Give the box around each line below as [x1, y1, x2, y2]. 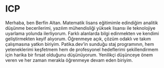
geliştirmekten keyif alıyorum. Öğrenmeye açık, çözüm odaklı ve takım [5, 36, 151, 42]
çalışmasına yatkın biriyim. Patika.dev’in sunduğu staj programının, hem [5, 41, 154, 47]
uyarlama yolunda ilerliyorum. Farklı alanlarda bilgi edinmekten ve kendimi [5, 30, 159, 36]
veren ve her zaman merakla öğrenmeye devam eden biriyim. [5, 57, 133, 63]
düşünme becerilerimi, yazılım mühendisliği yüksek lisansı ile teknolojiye [5, 25, 156, 31]
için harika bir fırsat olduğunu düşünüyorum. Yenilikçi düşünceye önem [5, 51, 153, 58]
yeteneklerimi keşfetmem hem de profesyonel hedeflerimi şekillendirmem [5, 46, 158, 52]
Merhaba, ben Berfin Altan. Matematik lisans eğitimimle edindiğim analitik [5, 20, 158, 26]
